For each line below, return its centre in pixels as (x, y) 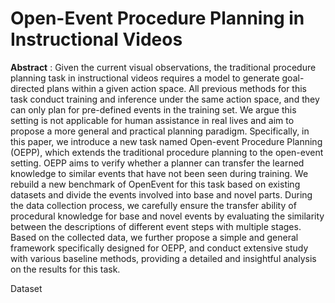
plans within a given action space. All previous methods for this (176, 88)
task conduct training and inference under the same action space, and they (165, 99)
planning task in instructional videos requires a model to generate (145, 78)
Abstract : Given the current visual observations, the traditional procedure (163, 67)
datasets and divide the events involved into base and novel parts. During (161, 194)
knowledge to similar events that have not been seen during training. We (159, 173)
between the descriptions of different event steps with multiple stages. (156, 226)
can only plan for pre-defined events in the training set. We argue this (153, 109)
